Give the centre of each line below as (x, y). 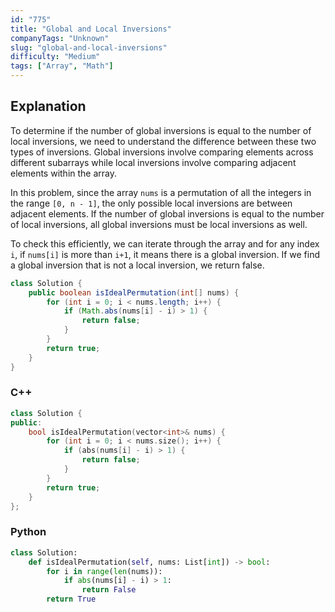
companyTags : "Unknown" (60, 38)
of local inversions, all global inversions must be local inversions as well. (159, 224)
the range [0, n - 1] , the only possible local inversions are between (151, 203)
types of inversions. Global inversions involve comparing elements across (162, 152)
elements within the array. (64, 173)
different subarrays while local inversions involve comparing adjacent (153, 162)
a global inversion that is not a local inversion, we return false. (137, 265)
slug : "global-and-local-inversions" (89, 47)
